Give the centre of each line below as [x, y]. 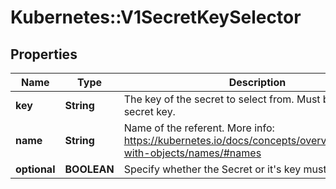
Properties [44, 54]
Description [257, 82]
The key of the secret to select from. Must [222, 99]
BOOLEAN [89, 169]
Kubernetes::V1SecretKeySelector [156, 17]
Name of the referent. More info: [199, 128]
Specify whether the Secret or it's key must [225, 169]
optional [35, 169]
